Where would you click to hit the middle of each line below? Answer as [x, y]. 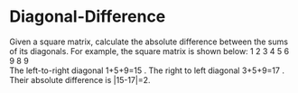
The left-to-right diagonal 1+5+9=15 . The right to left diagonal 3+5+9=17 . [147, 70]
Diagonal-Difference [88, 17]
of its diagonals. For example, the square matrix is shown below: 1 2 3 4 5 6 [149, 51]
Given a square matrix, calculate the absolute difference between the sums [149, 42]
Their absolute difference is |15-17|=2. [80, 79]
